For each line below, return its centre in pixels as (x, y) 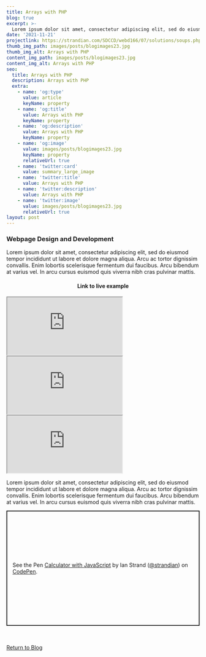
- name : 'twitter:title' (49, 178)
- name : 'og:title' (42, 109)
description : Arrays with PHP (50, 80)
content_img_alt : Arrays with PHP (51, 63)
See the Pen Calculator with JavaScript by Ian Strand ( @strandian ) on (100, 565)
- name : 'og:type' (41, 92)
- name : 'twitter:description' (57, 189)
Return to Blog (25, 647)
